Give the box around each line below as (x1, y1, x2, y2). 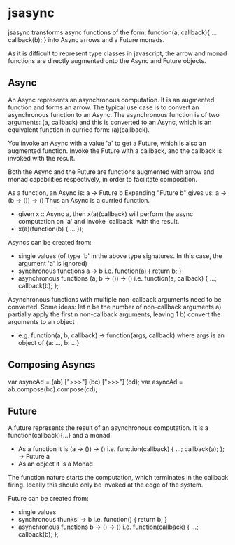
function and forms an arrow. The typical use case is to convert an (8, 103, 199, 112)
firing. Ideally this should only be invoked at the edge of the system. (8, 480, 204, 489)
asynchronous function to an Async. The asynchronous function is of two (8, 110, 220, 119)
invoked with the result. (8, 154, 76, 162)
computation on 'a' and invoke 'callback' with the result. (17, 217, 180, 225)
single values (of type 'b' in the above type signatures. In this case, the (17, 251, 222, 260)
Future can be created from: (8, 494, 90, 503)
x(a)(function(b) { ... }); (17, 224, 84, 233)
